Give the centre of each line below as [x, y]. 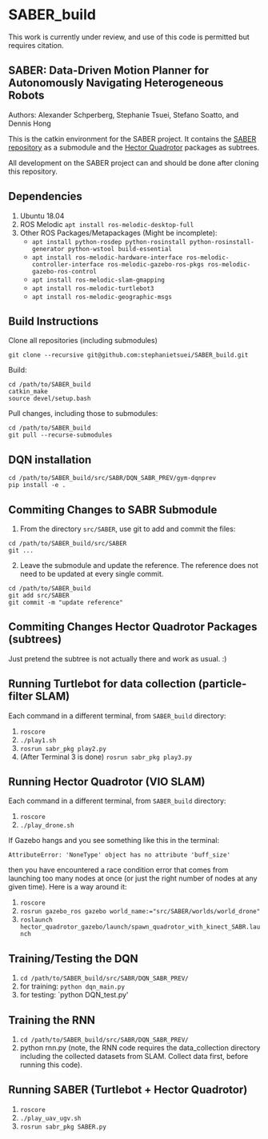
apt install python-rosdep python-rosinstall [109, 242]
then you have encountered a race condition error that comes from [118, 870]
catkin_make [28, 392]
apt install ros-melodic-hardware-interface [107, 258]
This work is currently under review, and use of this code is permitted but [129, 37]
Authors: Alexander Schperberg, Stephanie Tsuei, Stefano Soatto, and [123, 114]
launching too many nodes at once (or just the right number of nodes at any [133, 878]
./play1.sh [38, 740]
